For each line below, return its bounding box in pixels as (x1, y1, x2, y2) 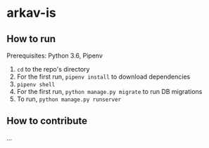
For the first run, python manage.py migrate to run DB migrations (16, 88, 203, 95)
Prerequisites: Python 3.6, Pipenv (6, 51, 103, 60)
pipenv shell (16, 81, 56, 88)
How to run (6, 33, 56, 45)
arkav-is (6, 5, 57, 21)
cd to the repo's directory (16, 65, 90, 73)
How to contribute (6, 115, 88, 127)
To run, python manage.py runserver (16, 95, 122, 103)
